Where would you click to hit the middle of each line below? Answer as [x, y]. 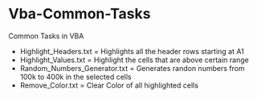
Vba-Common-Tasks [80, 14]
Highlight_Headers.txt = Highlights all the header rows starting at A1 [132, 51]
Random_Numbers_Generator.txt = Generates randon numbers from [132, 68]
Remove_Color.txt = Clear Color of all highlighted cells [109, 85]
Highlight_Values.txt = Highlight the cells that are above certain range [134, 60]
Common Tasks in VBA [46, 36]
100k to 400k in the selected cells [75, 76]
